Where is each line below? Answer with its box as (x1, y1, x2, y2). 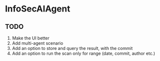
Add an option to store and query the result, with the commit (12, 46, 133, 51)
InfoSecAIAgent (5, 3, 70, 14)
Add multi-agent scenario (12, 40, 64, 46)
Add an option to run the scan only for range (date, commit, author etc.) (12, 50, 155, 56)
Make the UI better (12, 35, 50, 41)
